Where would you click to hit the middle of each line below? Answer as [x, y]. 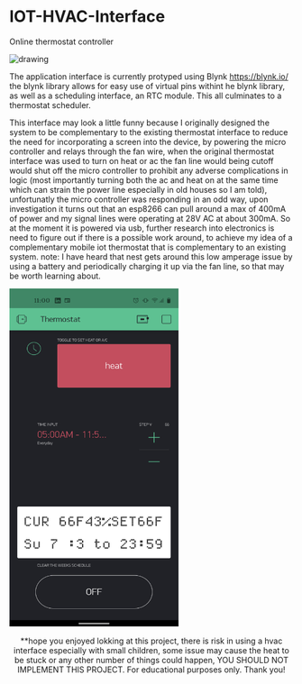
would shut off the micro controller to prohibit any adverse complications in [149, 170]
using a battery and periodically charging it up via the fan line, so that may [147, 266]
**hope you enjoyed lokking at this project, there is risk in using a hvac [151, 641]
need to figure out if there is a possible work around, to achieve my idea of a [151, 237]
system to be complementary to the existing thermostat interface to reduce [149, 132]
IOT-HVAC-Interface [87, 17]
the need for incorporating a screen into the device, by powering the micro [148, 141]
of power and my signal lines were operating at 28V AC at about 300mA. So [150, 218]
